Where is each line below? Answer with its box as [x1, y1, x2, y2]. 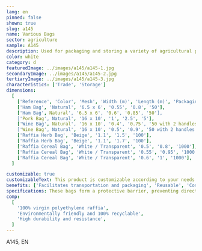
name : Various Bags [6, 31, 55, 37]
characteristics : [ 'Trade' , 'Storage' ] [6, 82, 106, 88]
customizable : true [6, 171, 55, 177]
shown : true [6, 20, 36, 26]
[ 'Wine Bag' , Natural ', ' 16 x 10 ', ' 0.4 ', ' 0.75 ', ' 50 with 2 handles [17, 121, 198, 127]
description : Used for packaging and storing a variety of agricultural [6, 48, 192, 54]
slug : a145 [6, 25, 34, 32]
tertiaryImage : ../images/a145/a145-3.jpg [6, 76, 114, 82]
